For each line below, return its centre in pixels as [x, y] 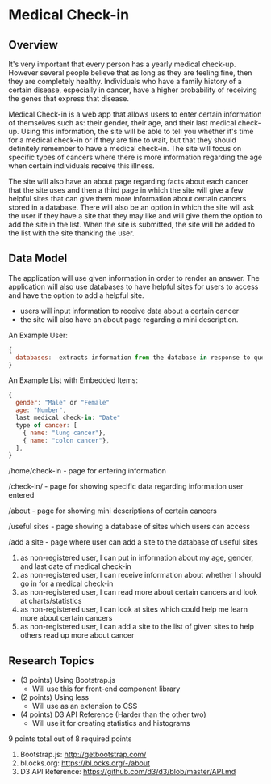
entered [21, 495]
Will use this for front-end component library [106, 689]
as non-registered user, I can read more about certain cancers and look [139, 592]
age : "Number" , [41, 410]
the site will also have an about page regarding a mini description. [129, 319]
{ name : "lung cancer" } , [65, 433]
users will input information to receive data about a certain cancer [129, 311]
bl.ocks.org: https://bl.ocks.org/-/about [85, 763]
